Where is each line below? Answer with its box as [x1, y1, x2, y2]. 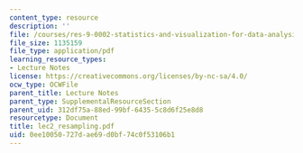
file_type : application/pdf [9, 47, 115, 56]
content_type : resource [9, 13, 99, 22]
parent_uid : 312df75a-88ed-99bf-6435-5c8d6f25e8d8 [9, 105, 204, 114]
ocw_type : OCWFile [9, 80, 78, 89]
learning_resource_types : [9, 55, 106, 64]
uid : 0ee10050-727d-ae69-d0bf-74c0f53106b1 [9, 130, 176, 139]
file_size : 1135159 [9, 38, 83, 48]
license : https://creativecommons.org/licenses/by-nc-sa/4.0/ [9, 72, 248, 81]
